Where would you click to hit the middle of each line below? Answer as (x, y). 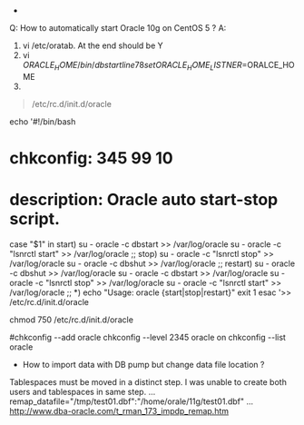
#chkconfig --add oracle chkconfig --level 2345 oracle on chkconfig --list (147, 337)
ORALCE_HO (271, 65)
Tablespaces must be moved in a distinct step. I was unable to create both (148, 381)
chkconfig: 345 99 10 (92, 158)
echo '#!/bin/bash (43, 121)
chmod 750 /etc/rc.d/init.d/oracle (72, 320)
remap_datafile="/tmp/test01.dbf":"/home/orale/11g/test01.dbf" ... (132, 401)
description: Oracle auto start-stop (144, 200)
